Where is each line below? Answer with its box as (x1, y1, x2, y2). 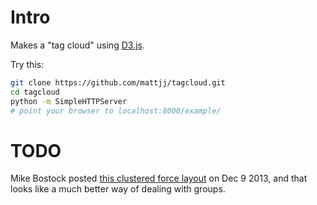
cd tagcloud (10, 87, 60, 97)
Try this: (10, 58, 45, 70)
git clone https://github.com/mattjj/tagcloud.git (10, 77, 226, 88)
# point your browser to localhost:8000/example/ (10, 106, 222, 116)
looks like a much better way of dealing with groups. (10, 183, 226, 195)
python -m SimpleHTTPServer (10, 96, 128, 106)
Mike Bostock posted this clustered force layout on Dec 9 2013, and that (10, 172, 308, 185)
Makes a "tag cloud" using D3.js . (10, 39, 145, 51)
